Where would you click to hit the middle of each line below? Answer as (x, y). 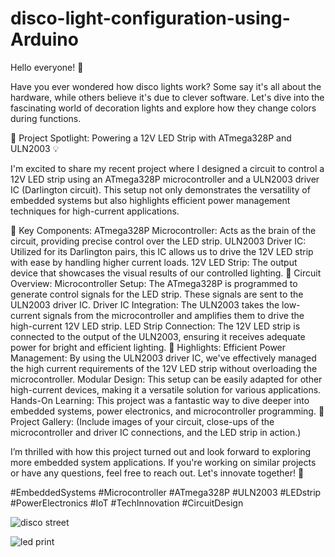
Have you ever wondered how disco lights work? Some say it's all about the (166, 86)
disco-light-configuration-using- (150, 18)
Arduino (44, 39)
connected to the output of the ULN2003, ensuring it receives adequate (158, 336)
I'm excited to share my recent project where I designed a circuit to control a (167, 168)
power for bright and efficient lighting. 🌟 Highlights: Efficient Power (148, 347)
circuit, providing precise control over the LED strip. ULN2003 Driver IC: (158, 241)
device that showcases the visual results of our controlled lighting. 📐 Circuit (166, 273)
